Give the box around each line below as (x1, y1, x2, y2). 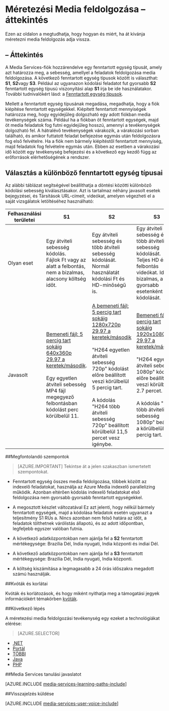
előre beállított (92, 371, 126, 378)
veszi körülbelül (92, 377, 129, 384)
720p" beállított (92, 422, 129, 429)
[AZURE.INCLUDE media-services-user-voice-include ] (5, 700, 119, 706)
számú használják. (12, 571, 51, 577)
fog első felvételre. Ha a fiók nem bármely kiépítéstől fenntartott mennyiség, (5, 138, 163, 144)
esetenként (136, 288, 163, 295)
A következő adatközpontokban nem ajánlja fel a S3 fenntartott (12, 550, 143, 557)
